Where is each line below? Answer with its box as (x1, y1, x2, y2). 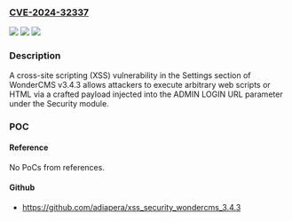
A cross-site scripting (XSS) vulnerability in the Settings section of (9, 69, 251, 81)
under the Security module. (9, 98, 109, 108)
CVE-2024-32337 (9, 6, 90, 19)
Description (9, 50, 61, 62)
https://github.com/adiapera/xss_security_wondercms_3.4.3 (21, 201, 241, 212)
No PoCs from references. (9, 162, 105, 172)
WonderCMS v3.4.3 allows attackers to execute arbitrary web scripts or (9, 79, 271, 90)
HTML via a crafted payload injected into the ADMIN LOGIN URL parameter (9, 89, 283, 99)
